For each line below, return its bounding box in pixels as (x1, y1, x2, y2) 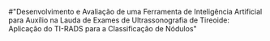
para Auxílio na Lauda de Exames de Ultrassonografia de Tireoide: (8, 15, 229, 25)
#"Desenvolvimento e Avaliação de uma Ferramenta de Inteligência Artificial (8, 7, 263, 16)
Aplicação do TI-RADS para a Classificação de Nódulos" (8, 24, 197, 33)
